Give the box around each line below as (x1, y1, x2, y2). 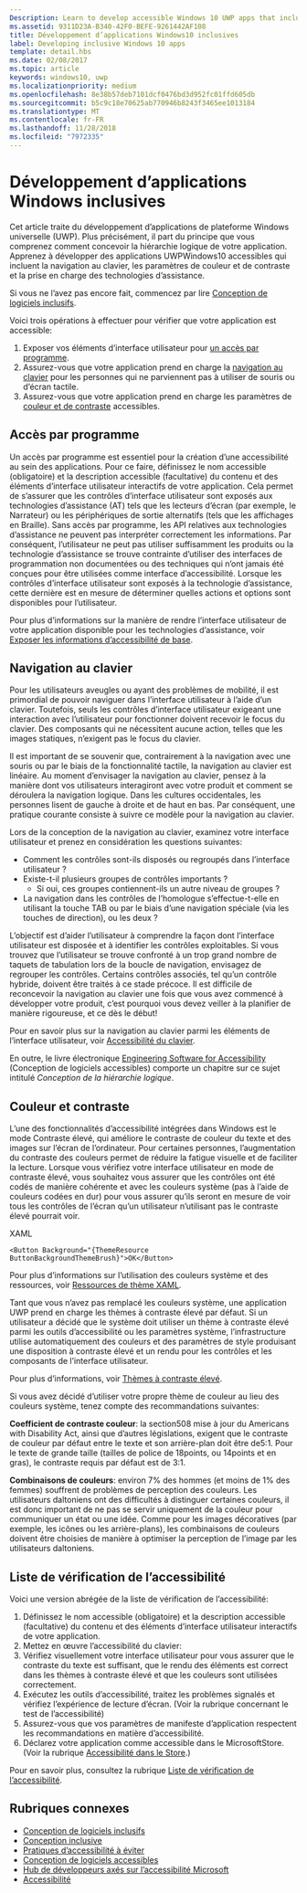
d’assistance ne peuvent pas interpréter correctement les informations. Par (9, 529, 292, 540)
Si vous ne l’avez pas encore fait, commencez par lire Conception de (9, 287, 268, 298)
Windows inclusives (9, 191, 166, 212)
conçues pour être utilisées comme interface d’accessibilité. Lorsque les (9, 567, 282, 578)
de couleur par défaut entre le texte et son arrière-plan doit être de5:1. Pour (9, 1438, 293, 1449)
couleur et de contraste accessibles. (22, 400, 160, 411)
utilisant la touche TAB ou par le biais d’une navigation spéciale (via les (22, 903, 290, 914)
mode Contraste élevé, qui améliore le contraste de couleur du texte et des (9, 1133, 291, 1144)
